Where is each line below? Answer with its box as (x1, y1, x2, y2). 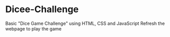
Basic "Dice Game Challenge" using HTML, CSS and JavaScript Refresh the (5, 20, 165, 26)
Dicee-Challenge (5, 4, 79, 15)
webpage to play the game (5, 25, 62, 31)
